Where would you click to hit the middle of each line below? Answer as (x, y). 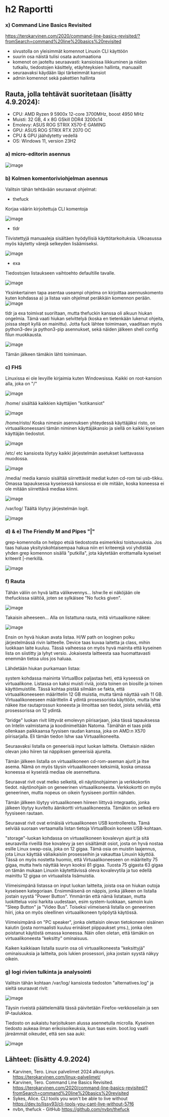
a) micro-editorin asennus (38, 154)
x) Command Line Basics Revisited (48, 25)
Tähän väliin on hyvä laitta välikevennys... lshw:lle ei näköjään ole (73, 592)
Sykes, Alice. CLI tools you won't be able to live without (70, 1098)
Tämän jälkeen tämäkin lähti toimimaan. (46, 354)
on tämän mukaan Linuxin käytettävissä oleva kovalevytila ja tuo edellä (79, 870)
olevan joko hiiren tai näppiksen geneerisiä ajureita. (59, 751)
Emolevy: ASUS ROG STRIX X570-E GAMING (59, 125)
